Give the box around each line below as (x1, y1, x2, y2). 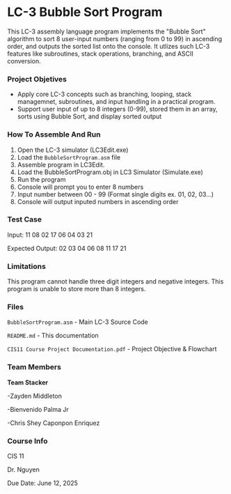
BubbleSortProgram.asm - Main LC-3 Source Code (7, 318, 148, 326)
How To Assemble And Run (7, 130, 101, 139)
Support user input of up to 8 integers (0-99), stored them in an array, (17, 105, 218, 114)
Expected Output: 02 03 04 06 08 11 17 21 (7, 244, 127, 252)
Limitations (7, 261, 47, 271)
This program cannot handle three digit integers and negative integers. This (7, 277, 224, 286)
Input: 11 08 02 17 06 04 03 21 (7, 231, 93, 239)
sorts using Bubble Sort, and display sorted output (17, 112, 162, 121)
